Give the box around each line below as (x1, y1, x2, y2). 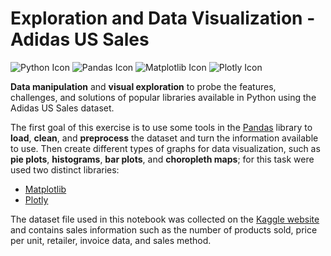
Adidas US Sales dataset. (10, 102, 115, 114)
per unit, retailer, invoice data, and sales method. (10, 234, 212, 246)
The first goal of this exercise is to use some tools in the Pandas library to (10, 121, 313, 133)
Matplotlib (24, 183, 67, 195)
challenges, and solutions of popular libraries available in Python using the (10, 91, 317, 103)
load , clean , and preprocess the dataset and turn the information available (10, 132, 319, 144)
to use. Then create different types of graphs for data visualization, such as (10, 142, 321, 154)
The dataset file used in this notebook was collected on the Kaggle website (10, 213, 320, 225)
